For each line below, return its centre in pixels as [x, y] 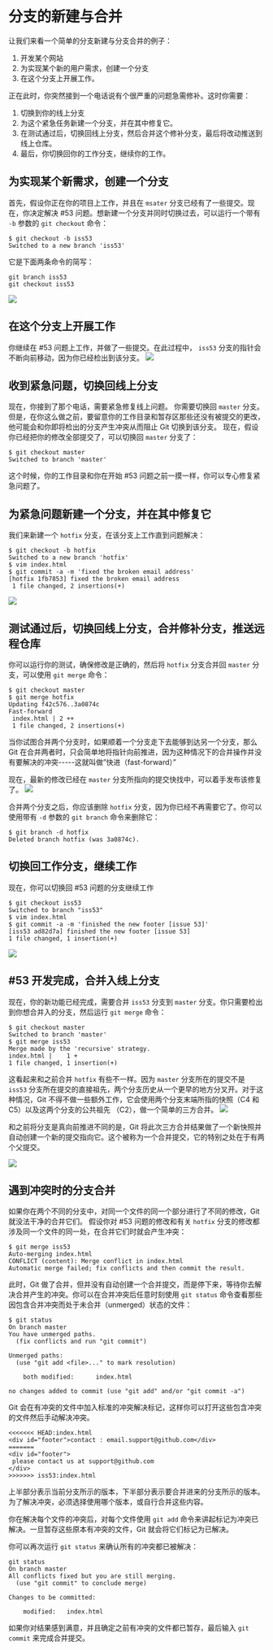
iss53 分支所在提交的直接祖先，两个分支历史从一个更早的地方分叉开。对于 [132, 1089]
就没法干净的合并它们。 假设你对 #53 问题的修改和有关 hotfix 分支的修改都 [134, 1222]
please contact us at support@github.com [83, 1461]
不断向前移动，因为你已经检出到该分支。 [76, 358]
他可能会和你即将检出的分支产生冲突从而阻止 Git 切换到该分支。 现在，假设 [134, 427]
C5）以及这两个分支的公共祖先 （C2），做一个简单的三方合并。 [113, 1109]
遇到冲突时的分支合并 [62, 1190]
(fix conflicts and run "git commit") [82, 1342]
